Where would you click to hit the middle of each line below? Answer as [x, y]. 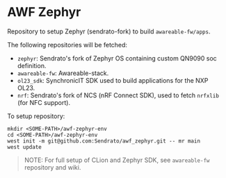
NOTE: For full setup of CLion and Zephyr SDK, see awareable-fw [117, 160]
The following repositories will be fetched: [67, 44]
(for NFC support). [44, 102]
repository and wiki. [53, 167]
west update [24, 147]
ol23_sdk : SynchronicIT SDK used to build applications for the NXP [113, 80]
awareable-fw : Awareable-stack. [63, 73]
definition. [32, 65]
